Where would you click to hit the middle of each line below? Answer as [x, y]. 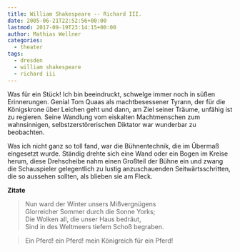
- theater [28, 47]
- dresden [28, 61]
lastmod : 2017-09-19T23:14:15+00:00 [62, 27]
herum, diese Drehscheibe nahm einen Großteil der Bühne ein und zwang [115, 161]
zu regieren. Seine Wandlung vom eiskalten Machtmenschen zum [104, 117]
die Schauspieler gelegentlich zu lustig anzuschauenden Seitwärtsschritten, [119, 168]
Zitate [16, 190]
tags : [15, 54]
